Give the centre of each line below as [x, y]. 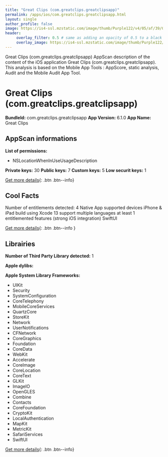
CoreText [22, 376]
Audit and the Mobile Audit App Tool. [43, 73]
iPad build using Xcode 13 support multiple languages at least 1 [70, 213]
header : [13, 33]
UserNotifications [30, 328]
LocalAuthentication [33, 418]
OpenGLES [24, 392]
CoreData [22, 349]
